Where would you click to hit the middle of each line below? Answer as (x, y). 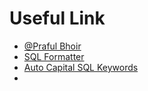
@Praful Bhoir (52, 46)
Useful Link (57, 18)
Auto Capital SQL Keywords (81, 67)
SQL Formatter (54, 56)
